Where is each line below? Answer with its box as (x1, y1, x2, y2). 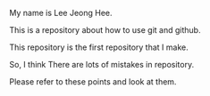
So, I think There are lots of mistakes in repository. (9, 60, 195, 69)
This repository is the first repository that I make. (9, 42, 189, 52)
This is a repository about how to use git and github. (9, 25, 201, 35)
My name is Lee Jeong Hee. (9, 8, 113, 18)
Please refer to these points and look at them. (9, 76, 177, 87)
